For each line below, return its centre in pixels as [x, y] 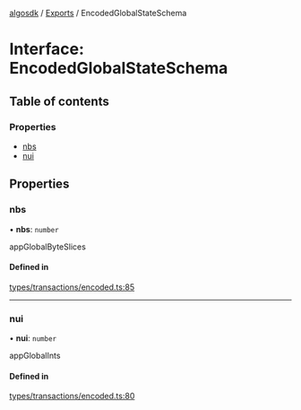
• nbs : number [34, 229]
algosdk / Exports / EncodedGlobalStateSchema [98, 13]
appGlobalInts [35, 356]
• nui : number [33, 338]
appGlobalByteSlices [48, 247]
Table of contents [59, 101]
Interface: [47, 49]
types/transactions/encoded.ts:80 [72, 396]
